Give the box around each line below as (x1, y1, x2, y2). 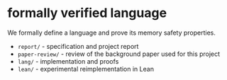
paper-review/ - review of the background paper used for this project (17, 50, 221, 58)
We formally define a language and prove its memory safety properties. (7, 28, 216, 37)
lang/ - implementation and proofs (17, 57, 119, 65)
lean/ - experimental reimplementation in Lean (17, 64, 155, 73)
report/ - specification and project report (17, 42, 139, 50)
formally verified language (7, 5, 167, 21)
